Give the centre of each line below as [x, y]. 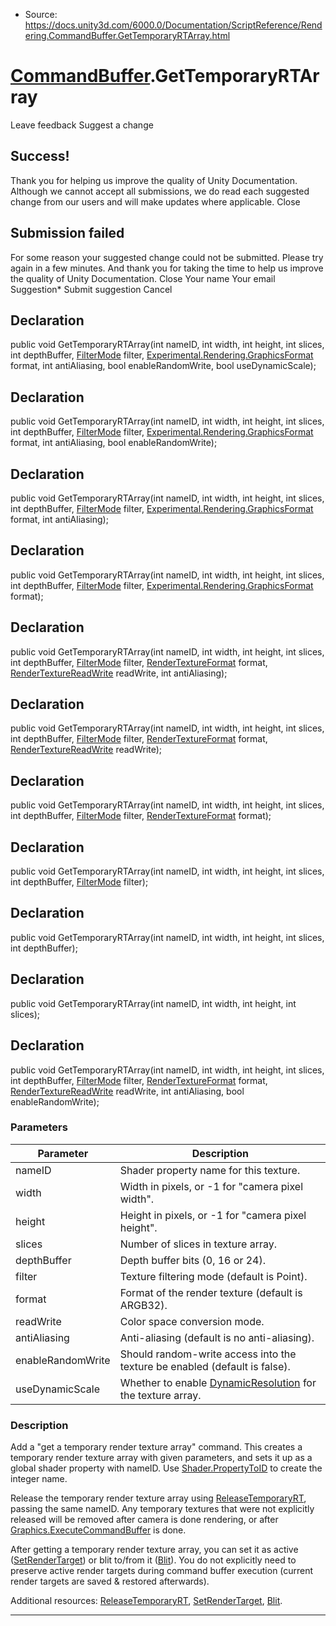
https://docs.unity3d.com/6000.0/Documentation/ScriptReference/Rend [173, 25]
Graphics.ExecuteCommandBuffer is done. [98, 1530]
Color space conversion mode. [192, 1321]
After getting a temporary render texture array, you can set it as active [154, 1550]
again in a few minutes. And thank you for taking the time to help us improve [167, 268]
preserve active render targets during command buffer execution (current [162, 1571]
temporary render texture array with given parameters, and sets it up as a [161, 1458]
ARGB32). [143, 1305]
